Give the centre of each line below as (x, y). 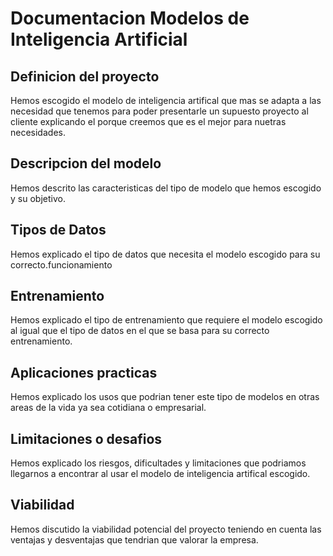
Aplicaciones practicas (84, 372)
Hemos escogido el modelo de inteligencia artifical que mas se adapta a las (166, 100)
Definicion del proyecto (85, 76)
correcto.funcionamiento (61, 264)
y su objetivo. (38, 198)
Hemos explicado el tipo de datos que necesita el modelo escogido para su (165, 254)
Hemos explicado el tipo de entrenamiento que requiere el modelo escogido (166, 320)
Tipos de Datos (58, 230)
